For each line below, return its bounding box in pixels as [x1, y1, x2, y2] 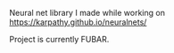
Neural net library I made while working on [9, 8, 165, 18]
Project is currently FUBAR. [9, 34, 110, 44]
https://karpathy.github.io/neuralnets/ [9, 17, 147, 27]
